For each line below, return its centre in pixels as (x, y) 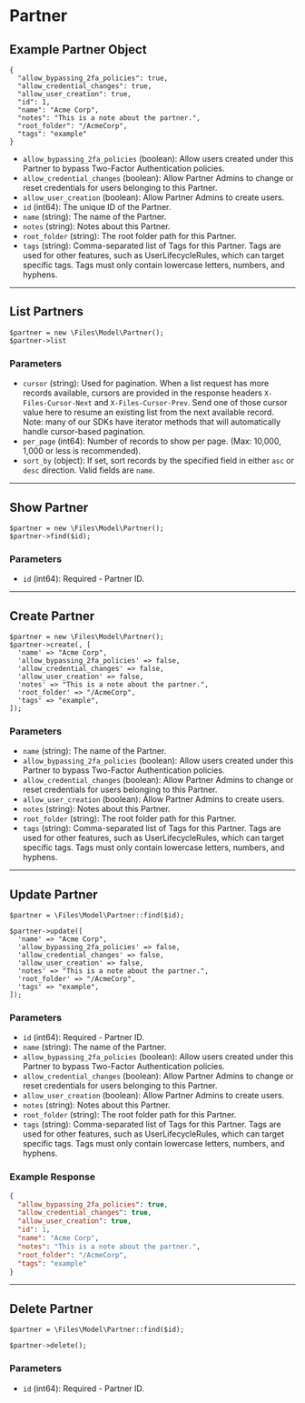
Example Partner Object (78, 50)
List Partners (47, 311)
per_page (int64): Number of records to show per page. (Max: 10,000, (152, 441)
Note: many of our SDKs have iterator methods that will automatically (152, 422)
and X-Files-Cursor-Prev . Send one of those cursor (191, 403)
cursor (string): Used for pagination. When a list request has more (146, 384)
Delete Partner (51, 1309)
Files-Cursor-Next (57, 404)
